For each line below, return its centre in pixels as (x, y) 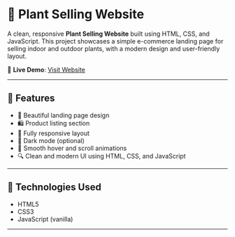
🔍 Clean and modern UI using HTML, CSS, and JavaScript (101, 156)
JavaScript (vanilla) (45, 219)
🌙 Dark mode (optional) (51, 140)
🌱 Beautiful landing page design (63, 115)
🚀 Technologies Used (54, 188)
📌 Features (31, 99)
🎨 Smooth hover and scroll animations (72, 148)
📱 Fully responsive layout (53, 133)
